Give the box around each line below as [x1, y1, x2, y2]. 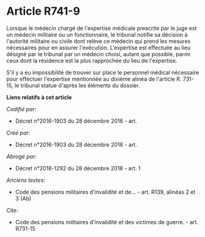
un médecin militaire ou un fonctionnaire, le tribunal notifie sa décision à [6, 31, 188, 38]
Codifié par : [6, 105, 37, 112]
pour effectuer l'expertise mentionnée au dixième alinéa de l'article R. [6, 75, 182, 82]
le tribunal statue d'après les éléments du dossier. [14, 81, 140, 89]
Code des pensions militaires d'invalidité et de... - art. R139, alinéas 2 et [15, 188, 196, 195]
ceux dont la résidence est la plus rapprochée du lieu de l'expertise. [6, 57, 177, 64]
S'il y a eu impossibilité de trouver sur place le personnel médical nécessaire [6, 68, 199, 76]
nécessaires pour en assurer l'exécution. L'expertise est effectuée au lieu [6, 44, 191, 51]
